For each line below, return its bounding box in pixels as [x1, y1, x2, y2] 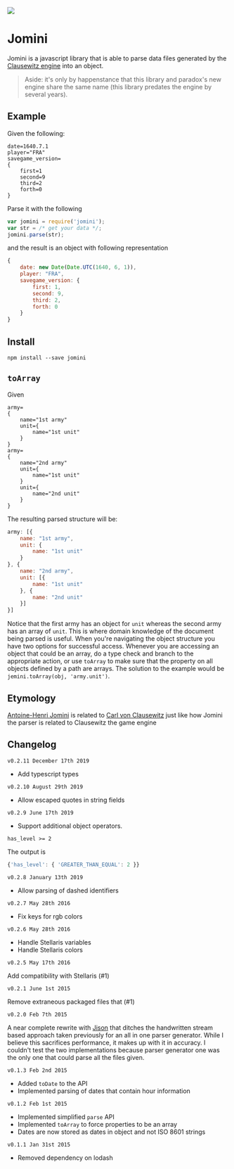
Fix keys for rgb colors [17, 912, 83, 921]
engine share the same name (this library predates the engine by [24, 82, 212, 91]
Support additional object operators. [17, 822, 123, 830]
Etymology [7, 692, 56, 704]
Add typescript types [17, 769, 79, 778]
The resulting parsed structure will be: [7, 514, 118, 523]
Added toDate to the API [17, 1079, 88, 1087]
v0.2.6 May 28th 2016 [7, 926, 71, 933]
